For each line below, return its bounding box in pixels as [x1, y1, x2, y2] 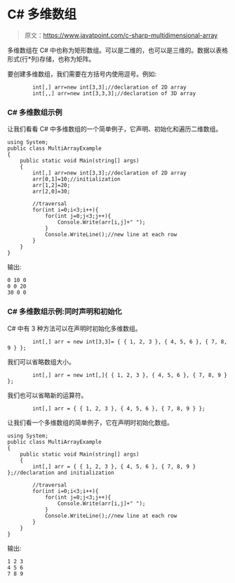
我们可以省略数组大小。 [7, 357, 75, 366]
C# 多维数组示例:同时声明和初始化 [7, 307, 123, 316]
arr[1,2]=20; [32, 182, 71, 189]
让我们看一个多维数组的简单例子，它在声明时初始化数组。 [7, 418, 173, 426]
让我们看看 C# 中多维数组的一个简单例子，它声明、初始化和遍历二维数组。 [7, 124, 222, 134]
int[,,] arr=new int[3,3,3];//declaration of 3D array [32, 89, 196, 97]
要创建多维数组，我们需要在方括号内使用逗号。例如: [7, 70, 157, 78]
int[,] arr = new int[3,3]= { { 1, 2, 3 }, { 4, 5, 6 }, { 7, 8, [32, 338, 228, 345]
